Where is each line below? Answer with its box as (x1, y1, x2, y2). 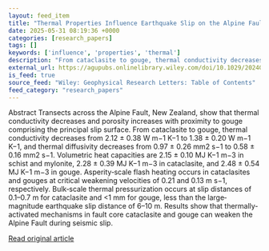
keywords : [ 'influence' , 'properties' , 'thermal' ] (8, 49, 181, 57)
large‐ (207, 193, 227, 202)
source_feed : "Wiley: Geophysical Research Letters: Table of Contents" (8, 78, 256, 86)
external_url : (8, 64, 56, 72)
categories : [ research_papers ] (8, 34, 113, 42)
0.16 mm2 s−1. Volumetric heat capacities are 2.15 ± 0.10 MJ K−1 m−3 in (8, 150, 244, 160)
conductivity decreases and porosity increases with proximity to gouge (8, 117, 243, 126)
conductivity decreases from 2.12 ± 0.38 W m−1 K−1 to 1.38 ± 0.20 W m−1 (8, 133, 251, 143)
